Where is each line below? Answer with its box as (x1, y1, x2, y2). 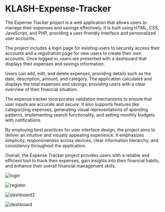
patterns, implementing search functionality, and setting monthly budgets (5, 111, 155, 117)
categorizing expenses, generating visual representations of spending (5, 106, 148, 112)
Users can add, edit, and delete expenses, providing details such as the (5, 70, 151, 76)
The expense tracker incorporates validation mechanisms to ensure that (5, 96, 152, 102)
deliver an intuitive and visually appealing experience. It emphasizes (5, 132, 145, 138)
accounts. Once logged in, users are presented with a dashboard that (5, 55, 147, 61)
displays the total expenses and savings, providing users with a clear (5, 81, 146, 87)
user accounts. (5, 35, 36, 41)
